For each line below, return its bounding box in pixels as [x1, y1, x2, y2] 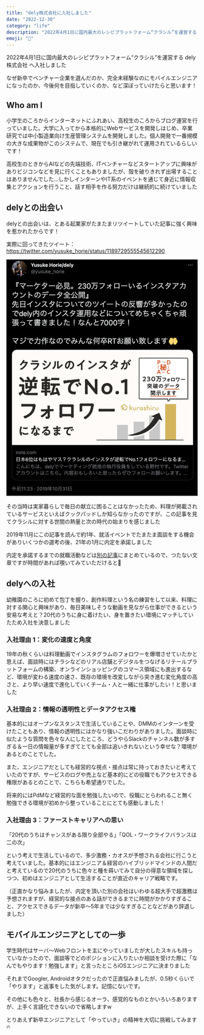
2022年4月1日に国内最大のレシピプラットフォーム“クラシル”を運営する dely [6, 54, 196, 61]
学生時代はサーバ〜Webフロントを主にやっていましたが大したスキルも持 [6, 947, 188, 954]
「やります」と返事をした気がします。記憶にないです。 [6, 983, 144, 990]
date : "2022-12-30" [6, 16, 56, 23]
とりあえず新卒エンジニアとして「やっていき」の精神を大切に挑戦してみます [6, 1016, 197, 1023]
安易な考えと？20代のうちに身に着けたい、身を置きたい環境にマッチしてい [6, 611, 194, 618]
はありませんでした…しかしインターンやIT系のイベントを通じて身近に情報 [6, 175, 191, 183]
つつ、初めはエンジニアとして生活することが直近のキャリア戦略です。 [6, 874, 181, 882]
